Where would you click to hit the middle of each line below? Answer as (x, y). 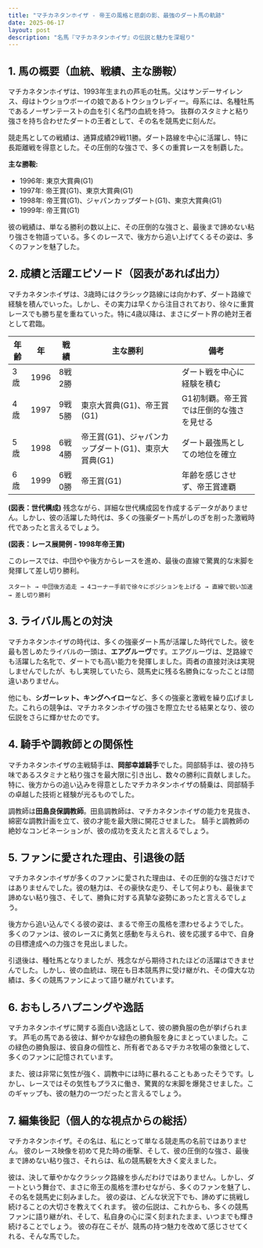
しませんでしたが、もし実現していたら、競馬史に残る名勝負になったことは (128, 671)
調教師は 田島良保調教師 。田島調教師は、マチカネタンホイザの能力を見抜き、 (131, 811)
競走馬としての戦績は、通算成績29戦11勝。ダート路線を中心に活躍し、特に (128, 137)
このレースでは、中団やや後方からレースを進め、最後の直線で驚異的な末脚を (131, 560)
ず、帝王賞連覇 (209, 486)
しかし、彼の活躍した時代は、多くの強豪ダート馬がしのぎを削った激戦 (135, 517)
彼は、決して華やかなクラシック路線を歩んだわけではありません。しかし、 (128, 1177)
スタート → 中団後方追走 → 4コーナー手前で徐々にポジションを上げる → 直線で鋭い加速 (130, 587)
